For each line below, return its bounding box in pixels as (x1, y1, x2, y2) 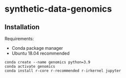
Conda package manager (11, 45, 63, 51)
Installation (4, 23, 40, 31)
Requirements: (4, 36, 34, 41)
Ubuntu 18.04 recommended (11, 50, 70, 56)
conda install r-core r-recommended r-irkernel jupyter (4, 68, 121, 73)
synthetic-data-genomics (4, 3, 112, 15)
